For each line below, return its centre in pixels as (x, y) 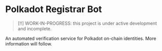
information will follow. (29, 43)
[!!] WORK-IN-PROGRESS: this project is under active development (87, 23)
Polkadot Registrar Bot (54, 9)
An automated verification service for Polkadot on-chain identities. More (81, 38)
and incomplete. (35, 28)
